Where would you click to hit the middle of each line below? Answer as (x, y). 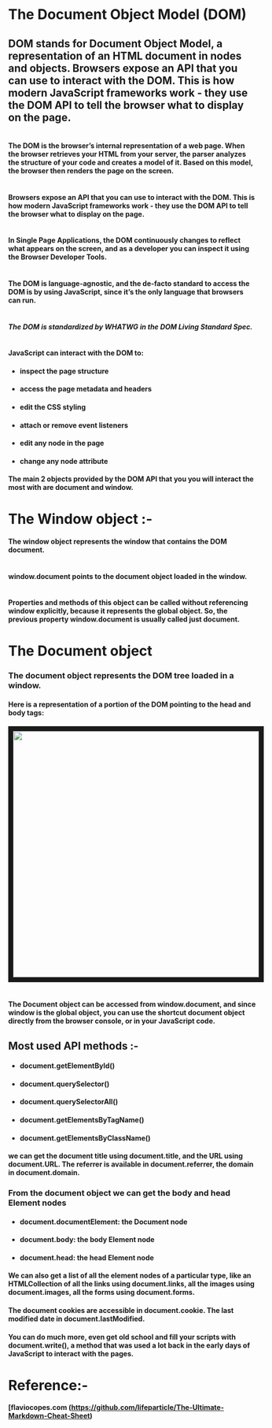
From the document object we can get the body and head (119, 1193)
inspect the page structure (64, 371)
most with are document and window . (71, 488)
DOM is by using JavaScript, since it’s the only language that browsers (126, 291)
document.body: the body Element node (87, 1240)
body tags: (26, 712)
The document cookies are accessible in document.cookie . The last (121, 1311)
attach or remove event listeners (74, 425)
